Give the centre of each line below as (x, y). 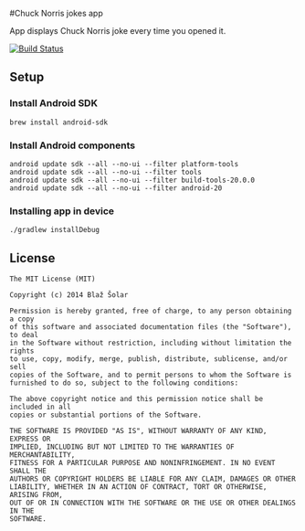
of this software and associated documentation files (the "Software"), (151, 327)
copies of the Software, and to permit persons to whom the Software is (151, 375)
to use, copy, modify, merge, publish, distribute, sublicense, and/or (148, 359)
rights (22, 351)
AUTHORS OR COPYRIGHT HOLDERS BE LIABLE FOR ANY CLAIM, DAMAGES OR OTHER (153, 479)
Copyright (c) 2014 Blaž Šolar (69, 295)
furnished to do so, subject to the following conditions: (124, 383)
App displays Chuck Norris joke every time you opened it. (118, 31)
